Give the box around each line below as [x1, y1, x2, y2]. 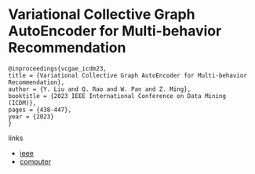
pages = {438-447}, [8, 106, 72, 114]
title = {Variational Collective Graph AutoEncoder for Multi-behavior [8, 71, 247, 79]
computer [19, 157, 52, 166]
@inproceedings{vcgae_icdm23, [8, 64, 107, 72]
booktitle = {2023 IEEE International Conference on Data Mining [8, 92, 226, 100]
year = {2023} [8, 112, 55, 121]
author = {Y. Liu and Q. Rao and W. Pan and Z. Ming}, [8, 85, 191, 93]
